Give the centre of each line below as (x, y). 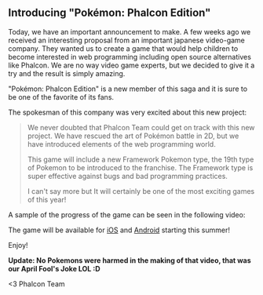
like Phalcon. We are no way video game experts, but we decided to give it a (131, 65)
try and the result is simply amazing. (67, 73)
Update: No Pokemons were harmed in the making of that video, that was (130, 260)
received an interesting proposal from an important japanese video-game (127, 40)
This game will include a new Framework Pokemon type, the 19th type (141, 159)
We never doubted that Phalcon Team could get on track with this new (141, 127)
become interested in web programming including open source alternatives (130, 56)
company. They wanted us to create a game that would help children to (123, 48)
